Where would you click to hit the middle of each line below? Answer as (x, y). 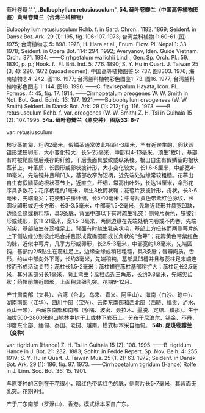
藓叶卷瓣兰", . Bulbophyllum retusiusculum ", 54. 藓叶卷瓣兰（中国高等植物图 (103, 9)
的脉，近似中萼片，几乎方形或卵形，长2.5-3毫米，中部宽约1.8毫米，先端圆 (99, 244)
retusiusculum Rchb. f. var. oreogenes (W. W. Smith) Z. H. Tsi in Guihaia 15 (99, 113)
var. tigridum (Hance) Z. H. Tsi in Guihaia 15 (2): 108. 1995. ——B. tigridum (99, 345)
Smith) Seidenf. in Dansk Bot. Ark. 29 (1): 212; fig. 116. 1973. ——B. (89, 106)
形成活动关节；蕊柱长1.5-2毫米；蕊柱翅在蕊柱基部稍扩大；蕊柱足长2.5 (105, 267)
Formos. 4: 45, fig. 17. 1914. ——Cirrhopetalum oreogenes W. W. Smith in (97, 93)
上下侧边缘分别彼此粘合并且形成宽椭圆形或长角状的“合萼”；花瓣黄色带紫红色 (102, 236)
